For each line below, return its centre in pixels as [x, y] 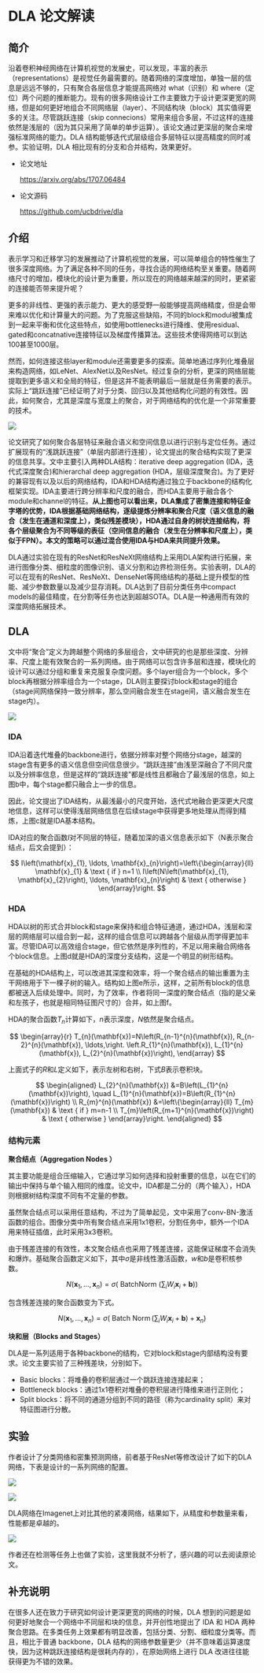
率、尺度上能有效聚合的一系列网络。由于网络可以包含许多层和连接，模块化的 [132, 661]
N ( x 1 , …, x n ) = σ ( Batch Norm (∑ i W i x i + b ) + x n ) [132, 1319]
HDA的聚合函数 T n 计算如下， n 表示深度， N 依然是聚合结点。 [103, 1020]
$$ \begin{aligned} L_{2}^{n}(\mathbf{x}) [102, 1085]
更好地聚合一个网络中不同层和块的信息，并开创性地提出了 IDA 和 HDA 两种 [135, 1622]
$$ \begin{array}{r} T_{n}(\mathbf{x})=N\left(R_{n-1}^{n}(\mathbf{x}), [122, 1036]
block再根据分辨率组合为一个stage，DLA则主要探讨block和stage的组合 [123, 681]
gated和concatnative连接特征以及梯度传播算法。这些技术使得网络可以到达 [128, 334]
